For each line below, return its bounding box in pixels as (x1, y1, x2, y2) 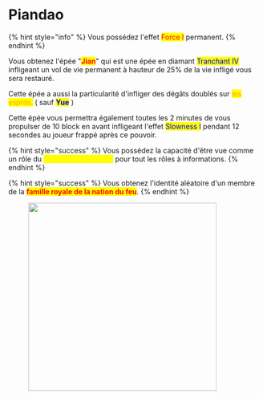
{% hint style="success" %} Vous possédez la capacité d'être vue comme (8, 145, 254, 155)
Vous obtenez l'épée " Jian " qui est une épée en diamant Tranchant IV (8, 56, 239, 66)
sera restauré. (8, 73, 55, 83)
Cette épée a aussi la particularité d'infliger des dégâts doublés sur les (8, 88, 242, 98)
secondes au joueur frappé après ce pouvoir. (8, 130, 157, 140)
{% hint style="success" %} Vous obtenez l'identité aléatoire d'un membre (8, 178, 255, 188)
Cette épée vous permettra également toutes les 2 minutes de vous (8, 112, 231, 122)
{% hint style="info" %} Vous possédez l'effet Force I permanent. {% (8, 32, 237, 42)
